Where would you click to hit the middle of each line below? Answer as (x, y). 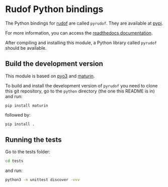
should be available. (26, 48)
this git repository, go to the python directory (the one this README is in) (80, 91)
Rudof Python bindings (54, 9)
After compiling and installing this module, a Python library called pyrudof (81, 42)
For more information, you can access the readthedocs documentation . (79, 33)
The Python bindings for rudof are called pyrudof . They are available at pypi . (84, 23)
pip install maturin (27, 106)
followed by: (18, 115)
